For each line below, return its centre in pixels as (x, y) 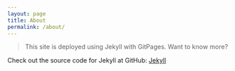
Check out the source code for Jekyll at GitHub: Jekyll (87, 60)
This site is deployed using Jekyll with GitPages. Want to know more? (126, 47)
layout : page (27, 14)
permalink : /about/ (36, 27)
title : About (27, 20)
